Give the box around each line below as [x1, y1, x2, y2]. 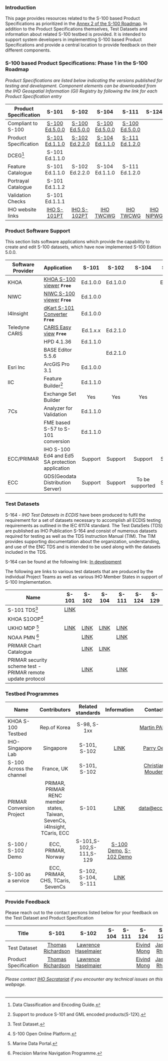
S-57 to [43, 425, 63, 432]
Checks [7, 198, 26, 205]
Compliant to [7, 119, 38, 126]
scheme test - [7, 663, 41, 670]
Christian [143, 762, 165, 769]
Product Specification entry [5, 93, 62, 99]
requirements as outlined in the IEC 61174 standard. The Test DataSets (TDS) [5, 522, 163, 528]
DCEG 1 [7, 151, 25, 159]
